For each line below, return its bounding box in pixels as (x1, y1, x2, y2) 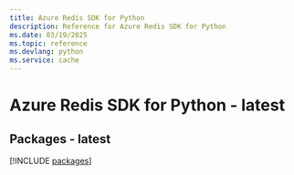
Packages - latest (9, 131, 111, 147)
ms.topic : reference (9, 38, 89, 48)
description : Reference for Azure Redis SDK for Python (9, 22, 226, 31)
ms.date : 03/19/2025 (9, 30, 89, 39)
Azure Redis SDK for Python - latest (9, 95, 286, 116)
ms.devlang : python (9, 47, 84, 57)
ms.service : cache (9, 56, 79, 65)
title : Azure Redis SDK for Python (9, 13, 145, 23)
